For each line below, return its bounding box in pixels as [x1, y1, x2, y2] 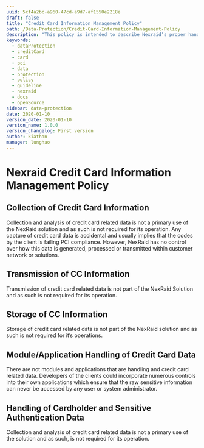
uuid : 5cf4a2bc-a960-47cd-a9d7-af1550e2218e [6, 9, 121, 15]
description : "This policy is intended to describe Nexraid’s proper [6, 32, 186, 38]
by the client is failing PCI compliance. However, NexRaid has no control [6, 238, 186, 246]
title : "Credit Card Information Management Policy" [6, 20, 143, 26]
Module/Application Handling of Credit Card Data [6, 349, 196, 360]
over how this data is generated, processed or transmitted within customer [6, 244, 193, 252]
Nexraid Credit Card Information [6, 165, 171, 179]
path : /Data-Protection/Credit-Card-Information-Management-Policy [6, 26, 181, 32]
